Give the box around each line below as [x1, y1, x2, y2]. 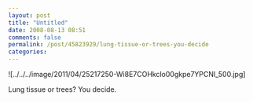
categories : [8, 48, 47, 56]
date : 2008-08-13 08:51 [8, 26, 86, 34]
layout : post [8, 11, 51, 20]
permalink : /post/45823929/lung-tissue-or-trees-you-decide [8, 41, 210, 49]
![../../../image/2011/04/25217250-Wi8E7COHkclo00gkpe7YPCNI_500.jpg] [8, 70, 246, 78]
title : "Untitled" [8, 19, 68, 27]
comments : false [8, 33, 61, 42]
